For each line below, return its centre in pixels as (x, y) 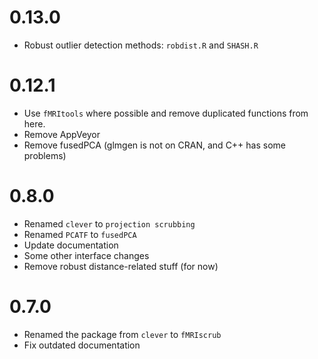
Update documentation (71, 245)
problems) (45, 155)
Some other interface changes (86, 255)
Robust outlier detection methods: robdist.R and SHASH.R (141, 45)
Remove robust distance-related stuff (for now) (121, 266)
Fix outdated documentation (82, 345)
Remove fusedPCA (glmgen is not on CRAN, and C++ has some (154, 145)
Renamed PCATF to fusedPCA (80, 234)
